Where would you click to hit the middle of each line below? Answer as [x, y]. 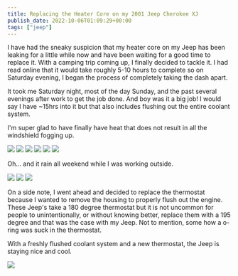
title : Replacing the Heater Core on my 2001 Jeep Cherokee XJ [103, 14]
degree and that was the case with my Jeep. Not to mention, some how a [114, 223]
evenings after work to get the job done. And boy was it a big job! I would [114, 99]
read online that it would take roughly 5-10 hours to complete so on [106, 70]
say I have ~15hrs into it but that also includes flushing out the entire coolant [119, 107]
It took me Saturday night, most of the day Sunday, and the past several [112, 91]
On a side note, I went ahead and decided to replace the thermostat [106, 192]
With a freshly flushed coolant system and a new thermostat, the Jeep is [113, 244]
